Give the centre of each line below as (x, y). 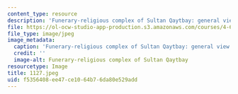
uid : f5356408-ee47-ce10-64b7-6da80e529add (73, 80)
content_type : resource (42, 14)
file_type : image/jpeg (41, 34)
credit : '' (30, 54)
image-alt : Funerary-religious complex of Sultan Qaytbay (101, 60)
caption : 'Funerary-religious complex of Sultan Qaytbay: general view (122, 47)
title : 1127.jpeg (33, 73)
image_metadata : (31, 40)
